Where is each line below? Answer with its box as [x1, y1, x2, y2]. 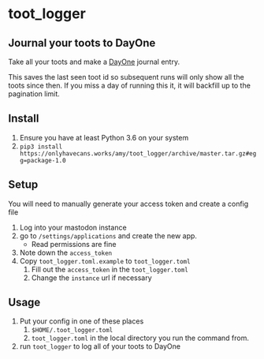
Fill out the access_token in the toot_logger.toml [31, 264, 189, 274]
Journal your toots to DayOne [8, 36, 156, 50]
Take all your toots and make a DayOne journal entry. [8, 57, 180, 66]
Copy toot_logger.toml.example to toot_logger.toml [19, 256, 191, 265]
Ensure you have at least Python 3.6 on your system [19, 133, 189, 142]
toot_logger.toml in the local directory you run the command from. [31, 333, 250, 343]
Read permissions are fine [31, 239, 117, 249]
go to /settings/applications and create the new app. [19, 230, 197, 241]
